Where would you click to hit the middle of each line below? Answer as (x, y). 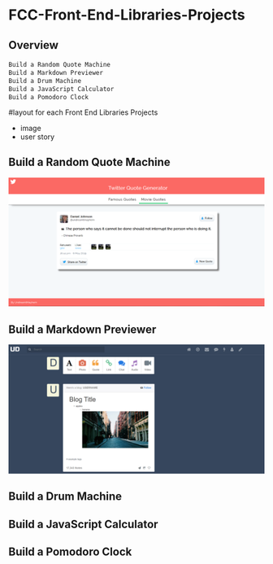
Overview (34, 45)
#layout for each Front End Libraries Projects (83, 112)
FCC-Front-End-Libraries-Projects (127, 15)
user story (37, 137)
